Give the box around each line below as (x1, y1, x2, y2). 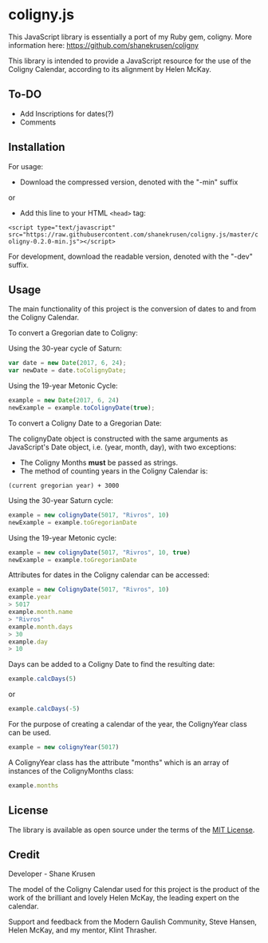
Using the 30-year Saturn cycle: (8, 495, 114, 505)
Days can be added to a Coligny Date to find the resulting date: (8, 660, 215, 669)
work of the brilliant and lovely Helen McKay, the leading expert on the (8, 893, 239, 903)
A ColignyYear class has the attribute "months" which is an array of (8, 757, 230, 767)
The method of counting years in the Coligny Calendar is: (19, 466, 208, 476)
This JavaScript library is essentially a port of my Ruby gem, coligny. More (8, 32, 253, 42)
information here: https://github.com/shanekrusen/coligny (8, 40, 199, 50)
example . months (8, 781, 59, 790)
